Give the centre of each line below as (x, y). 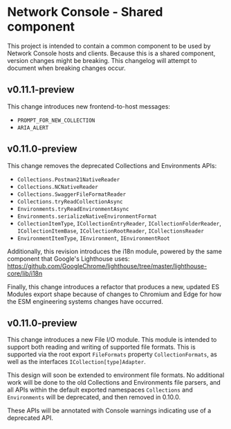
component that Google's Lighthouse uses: (68, 258)
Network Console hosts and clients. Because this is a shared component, (111, 53)
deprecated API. (30, 418)
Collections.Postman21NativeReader (68, 180)
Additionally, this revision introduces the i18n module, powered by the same (115, 251)
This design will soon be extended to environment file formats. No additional (116, 375)
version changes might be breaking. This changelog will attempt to (102, 60)
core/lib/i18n (25, 273)
